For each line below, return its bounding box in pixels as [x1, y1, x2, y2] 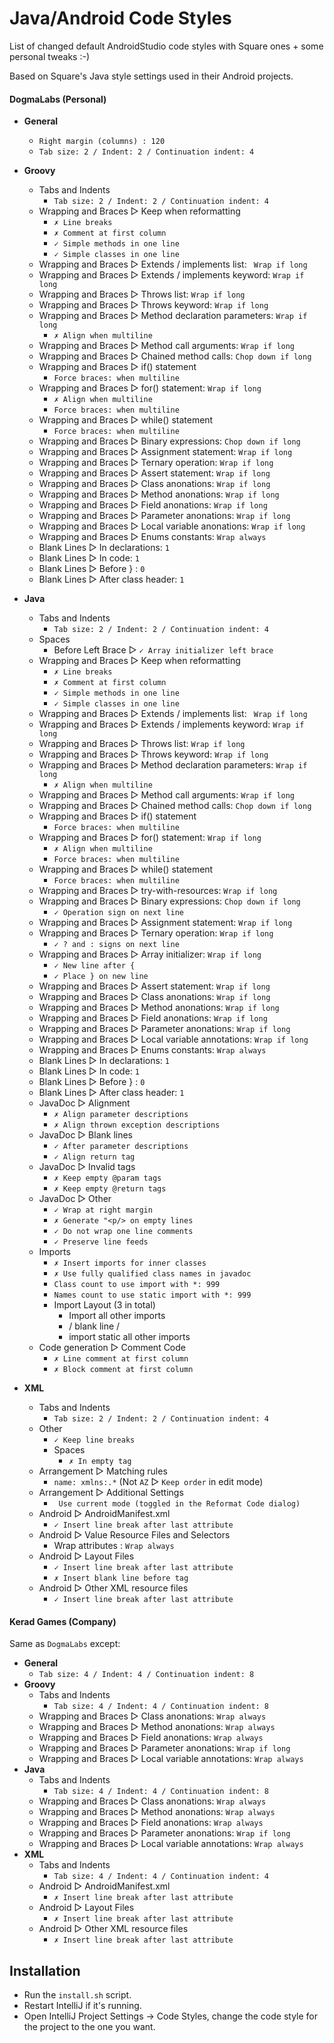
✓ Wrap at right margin [53, 1205, 153, 1216]
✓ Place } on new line [53, 972, 149, 982]
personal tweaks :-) [9, 50, 90, 62]
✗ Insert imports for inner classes [53, 1258, 207, 1269]
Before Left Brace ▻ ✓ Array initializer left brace [53, 644, 274, 656]
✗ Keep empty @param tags [53, 1173, 162, 1184]
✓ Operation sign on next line [53, 908, 184, 918]
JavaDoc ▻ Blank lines [38, 1129, 134, 1141]
